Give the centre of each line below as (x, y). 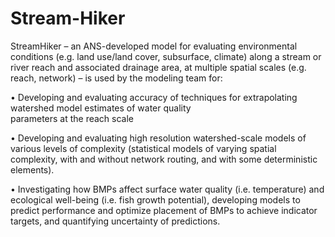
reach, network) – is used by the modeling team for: (116, 78)
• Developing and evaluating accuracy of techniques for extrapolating (154, 97)
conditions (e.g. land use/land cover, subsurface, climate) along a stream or (166, 56)
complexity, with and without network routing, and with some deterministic (164, 159)
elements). (32, 169)
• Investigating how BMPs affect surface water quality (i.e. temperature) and (167, 189)
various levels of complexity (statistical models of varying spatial (143, 148)
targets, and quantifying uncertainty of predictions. (115, 221)
